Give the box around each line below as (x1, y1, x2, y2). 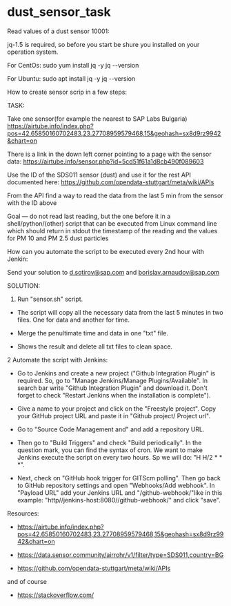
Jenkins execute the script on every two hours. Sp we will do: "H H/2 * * (17, 453, 223, 461)
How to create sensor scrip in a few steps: (7, 88, 128, 96)
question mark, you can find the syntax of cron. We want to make (17, 446, 203, 454)
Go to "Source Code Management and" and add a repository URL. (17, 425, 205, 433)
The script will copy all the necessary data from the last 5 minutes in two (17, 308, 223, 316)
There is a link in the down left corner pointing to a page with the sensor (7, 150, 212, 158)
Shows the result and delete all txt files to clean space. (17, 342, 173, 351)
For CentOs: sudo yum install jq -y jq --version (7, 61, 139, 69)
